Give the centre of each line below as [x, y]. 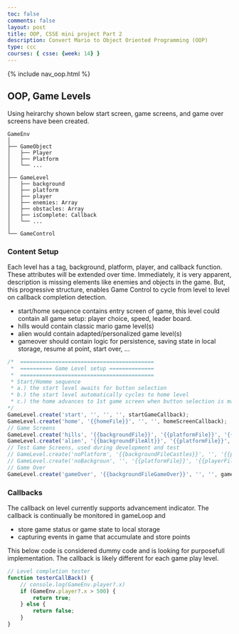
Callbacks [25, 492]
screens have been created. [48, 121]
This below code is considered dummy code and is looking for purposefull [116, 551]
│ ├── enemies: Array [43, 202]
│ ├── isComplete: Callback [52, 215]
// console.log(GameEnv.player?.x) [73, 584]
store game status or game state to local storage [89, 529]
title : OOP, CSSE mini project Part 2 [65, 34]
